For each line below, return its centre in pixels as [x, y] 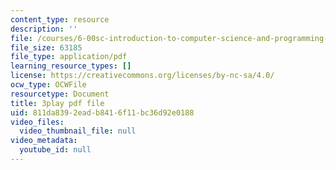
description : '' [44, 29]
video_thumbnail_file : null [78, 131]
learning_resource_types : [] [71, 66]
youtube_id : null [55, 150]
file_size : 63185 [46, 47]
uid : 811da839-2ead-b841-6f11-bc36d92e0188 [102, 112]
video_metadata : [44, 141]
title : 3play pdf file [57, 103]
